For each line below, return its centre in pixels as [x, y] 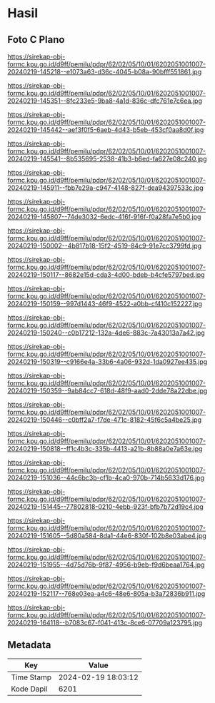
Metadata [29, 645]
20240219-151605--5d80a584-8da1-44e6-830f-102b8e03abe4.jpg [107, 536]
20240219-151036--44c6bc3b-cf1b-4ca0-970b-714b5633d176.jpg [106, 477]
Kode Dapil [29, 689]
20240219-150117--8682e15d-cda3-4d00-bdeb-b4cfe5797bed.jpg [106, 275]
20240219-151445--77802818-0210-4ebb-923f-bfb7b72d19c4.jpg [105, 507]
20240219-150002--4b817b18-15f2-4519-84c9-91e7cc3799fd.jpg [105, 246]
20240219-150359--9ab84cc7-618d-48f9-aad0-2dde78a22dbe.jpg [107, 391]
